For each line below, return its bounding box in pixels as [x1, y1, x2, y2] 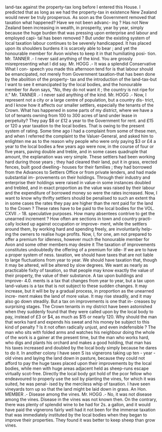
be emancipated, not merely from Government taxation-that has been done [5, 71, 155, 77]
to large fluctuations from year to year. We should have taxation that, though [5, 257, 158, 263]
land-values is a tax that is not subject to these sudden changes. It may [5, 283, 147, 289]
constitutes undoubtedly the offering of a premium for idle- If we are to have [5, 247, 158, 252]
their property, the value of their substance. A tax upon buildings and [5, 273, 143, 278]
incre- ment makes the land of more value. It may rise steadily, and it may [5, 294, 152, 299]
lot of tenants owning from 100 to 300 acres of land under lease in [5, 113, 137, 118]
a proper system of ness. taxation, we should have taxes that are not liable [5, 252, 154, 258]
